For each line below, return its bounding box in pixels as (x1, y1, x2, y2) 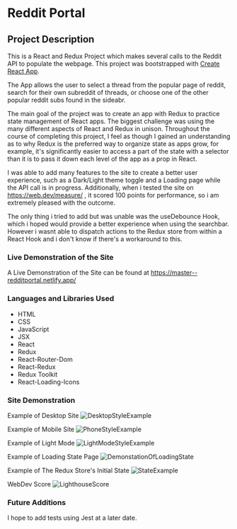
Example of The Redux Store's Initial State (7, 466, 129, 474)
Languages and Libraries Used (7, 294, 115, 304)
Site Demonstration (7, 395, 76, 405)
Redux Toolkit (17, 370, 58, 378)
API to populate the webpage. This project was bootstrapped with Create (7, 59, 221, 68)
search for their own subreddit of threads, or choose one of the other (7, 89, 209, 96)
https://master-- (151, 268, 198, 277)
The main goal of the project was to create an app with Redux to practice (7, 110, 220, 118)
